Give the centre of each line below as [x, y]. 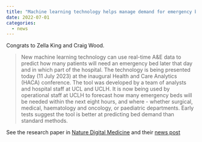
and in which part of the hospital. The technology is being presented [106, 70]
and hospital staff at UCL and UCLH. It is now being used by [95, 89]
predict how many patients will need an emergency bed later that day [107, 64]
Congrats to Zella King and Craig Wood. [55, 46]
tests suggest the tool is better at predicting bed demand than [97, 114]
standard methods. [44, 121]
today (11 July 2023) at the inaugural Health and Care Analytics [99, 76]
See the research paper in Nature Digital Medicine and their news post [93, 132]
